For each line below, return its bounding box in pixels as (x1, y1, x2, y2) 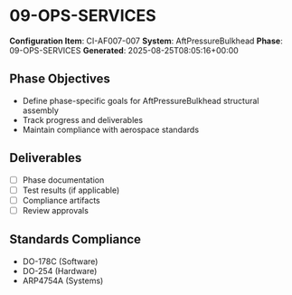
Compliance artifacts (22, 195, 101, 205)
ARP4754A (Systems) (22, 275, 104, 286)
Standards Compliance (9, 232, 142, 247)
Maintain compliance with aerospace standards (22, 124, 200, 135)
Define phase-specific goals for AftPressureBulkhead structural (22, 95, 259, 106)
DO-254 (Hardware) (22, 265, 98, 276)
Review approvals (22, 205, 89, 215)
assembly (22, 105, 59, 116)
